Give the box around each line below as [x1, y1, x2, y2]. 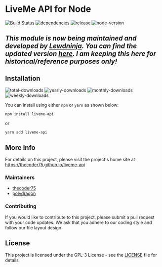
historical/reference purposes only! [5, 57, 118, 66]
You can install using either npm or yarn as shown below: [5, 102, 119, 108]
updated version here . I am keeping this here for [5, 49, 157, 58]
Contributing [5, 203, 37, 210]
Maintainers [5, 174, 35, 181]
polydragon [12, 190, 36, 196]
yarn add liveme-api [5, 130, 48, 135]
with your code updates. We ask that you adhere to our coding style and [5, 219, 152, 225]
